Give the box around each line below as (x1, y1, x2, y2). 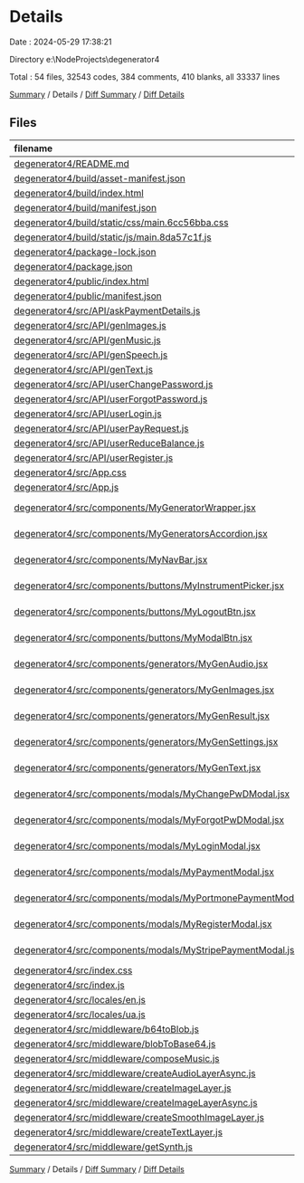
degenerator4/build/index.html (14, 186, 145, 199)
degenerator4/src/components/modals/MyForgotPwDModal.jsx (14, 813, 285, 825)
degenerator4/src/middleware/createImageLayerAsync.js (14, 1096, 258, 1109)
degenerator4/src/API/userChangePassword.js (14, 377, 214, 390)
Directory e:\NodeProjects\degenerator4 (9, 53, 160, 64)
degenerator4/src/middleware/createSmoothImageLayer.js (14, 1111, 265, 1123)
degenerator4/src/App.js (14, 481, 119, 493)
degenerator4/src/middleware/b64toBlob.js (14, 1023, 199, 1035)
